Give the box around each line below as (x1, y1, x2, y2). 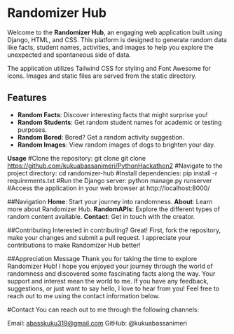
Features (7, 92, 47, 104)
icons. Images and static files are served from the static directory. (7, 72, 197, 80)
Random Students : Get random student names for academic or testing (17, 118, 222, 126)
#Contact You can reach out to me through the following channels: (7, 305, 200, 314)
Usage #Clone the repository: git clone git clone (7, 154, 146, 162)
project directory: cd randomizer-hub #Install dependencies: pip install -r (7, 168, 218, 177)
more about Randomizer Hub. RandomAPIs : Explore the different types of (7, 205, 221, 213)
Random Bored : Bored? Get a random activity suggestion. (17, 133, 185, 141)
